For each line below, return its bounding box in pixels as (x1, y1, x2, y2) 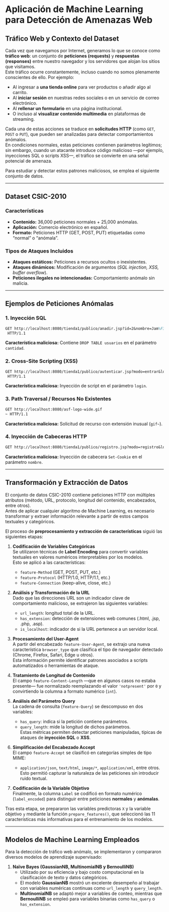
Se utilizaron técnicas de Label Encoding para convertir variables (12, 548, 148, 554)
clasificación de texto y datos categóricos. (20, 874, 108, 881)
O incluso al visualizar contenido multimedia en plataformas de (12, 111, 146, 117)
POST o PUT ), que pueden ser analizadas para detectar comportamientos (5, 131, 153, 137)
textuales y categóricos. (5, 518, 55, 524)
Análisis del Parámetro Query (12, 698, 75, 704)
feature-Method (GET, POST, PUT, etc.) (20, 569, 101, 575)
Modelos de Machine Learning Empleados (5, 835, 140, 844)
